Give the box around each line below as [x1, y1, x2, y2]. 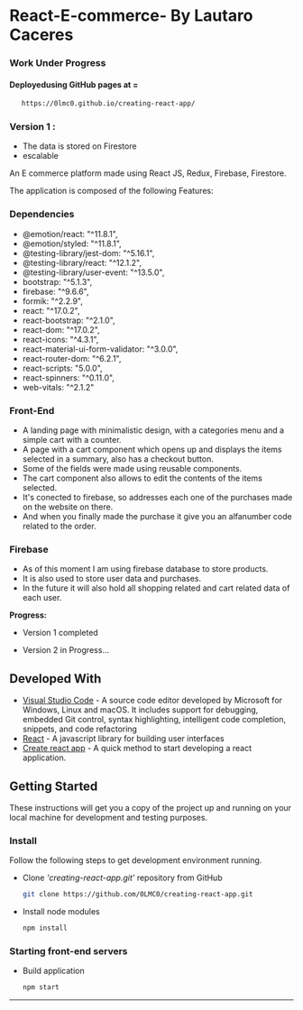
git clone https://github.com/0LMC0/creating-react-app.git [22, 890, 253, 899]
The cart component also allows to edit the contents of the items [22, 473, 263, 483]
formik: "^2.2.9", [22, 295, 84, 307]
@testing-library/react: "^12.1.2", [22, 257, 142, 268]
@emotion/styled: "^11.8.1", [22, 238, 122, 249]
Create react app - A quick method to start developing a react [22, 743, 252, 754]
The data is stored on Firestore [22, 141, 137, 151]
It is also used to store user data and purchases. [22, 574, 202, 584]
